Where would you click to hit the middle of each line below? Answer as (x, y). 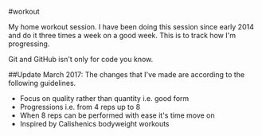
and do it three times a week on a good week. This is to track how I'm (122, 35)
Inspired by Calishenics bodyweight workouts (94, 124)
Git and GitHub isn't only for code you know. (81, 59)
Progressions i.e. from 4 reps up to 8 (80, 107)
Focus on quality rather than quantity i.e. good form (104, 98)
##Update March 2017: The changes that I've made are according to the (127, 74)
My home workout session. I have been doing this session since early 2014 (131, 27)
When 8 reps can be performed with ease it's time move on (117, 115)
